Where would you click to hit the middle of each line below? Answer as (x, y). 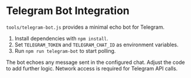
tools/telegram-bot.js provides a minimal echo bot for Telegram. (86, 27)
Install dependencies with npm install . (61, 38)
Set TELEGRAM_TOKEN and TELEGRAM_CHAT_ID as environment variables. (96, 45)
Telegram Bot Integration (68, 11)
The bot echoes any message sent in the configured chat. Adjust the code (95, 62)
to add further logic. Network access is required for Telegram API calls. (92, 68)
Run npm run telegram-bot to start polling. (65, 50)
